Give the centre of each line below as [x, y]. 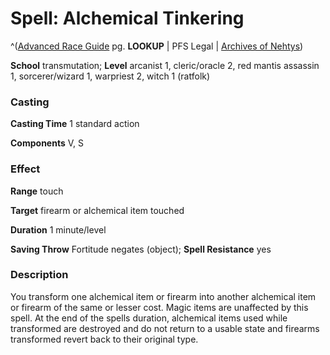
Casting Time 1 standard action [75, 124]
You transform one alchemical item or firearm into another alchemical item [163, 296]
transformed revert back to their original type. [104, 339]
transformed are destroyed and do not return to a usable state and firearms [165, 328]
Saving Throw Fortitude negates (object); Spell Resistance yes [141, 249]
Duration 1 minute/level [58, 229]
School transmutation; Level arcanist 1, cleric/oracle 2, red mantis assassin [165, 65]
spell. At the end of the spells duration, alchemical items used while [149, 318]
